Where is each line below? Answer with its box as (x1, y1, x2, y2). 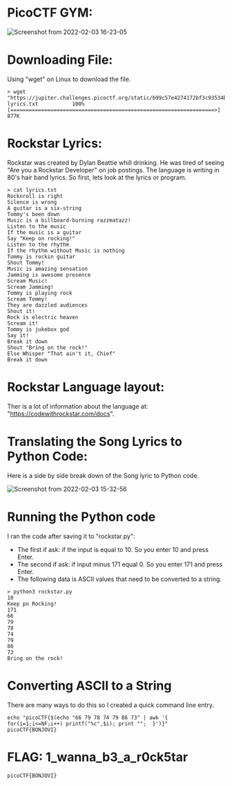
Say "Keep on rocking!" (7, 235, 76, 242)
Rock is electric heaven (7, 314, 79, 321)
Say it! (7, 332, 30, 339)
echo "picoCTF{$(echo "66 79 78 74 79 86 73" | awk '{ (7, 714, 168, 721)
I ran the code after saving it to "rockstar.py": (7, 532, 135, 540)
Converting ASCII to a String (7, 677, 172, 693)
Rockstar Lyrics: (7, 136, 102, 152)
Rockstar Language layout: (7, 379, 165, 395)
